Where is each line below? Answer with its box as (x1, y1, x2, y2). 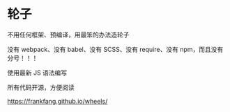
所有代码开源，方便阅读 (7, 83, 75, 91)
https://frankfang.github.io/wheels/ (7, 97, 108, 105)
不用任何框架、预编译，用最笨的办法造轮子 (7, 30, 130, 39)
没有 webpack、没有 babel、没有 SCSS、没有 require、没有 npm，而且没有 (7, 45, 224, 53)
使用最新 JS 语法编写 (7, 68, 68, 77)
